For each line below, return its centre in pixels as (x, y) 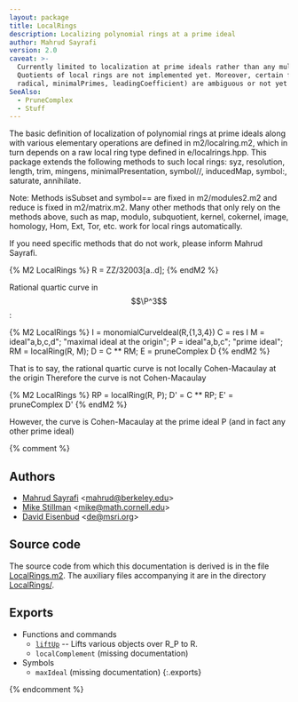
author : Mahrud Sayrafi (53, 42)
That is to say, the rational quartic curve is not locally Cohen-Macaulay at (143, 369)
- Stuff (31, 108)
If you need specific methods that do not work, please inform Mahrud (136, 243)
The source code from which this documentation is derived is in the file (139, 566)
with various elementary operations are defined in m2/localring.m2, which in (149, 143)
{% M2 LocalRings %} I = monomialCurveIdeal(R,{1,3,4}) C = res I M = (137, 332)
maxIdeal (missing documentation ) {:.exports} (118, 672)
